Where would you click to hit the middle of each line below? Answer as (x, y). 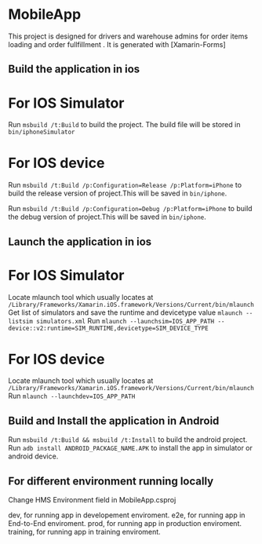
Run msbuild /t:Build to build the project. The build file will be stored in (124, 125)
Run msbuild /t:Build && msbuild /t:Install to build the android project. (128, 440)
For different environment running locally (111, 481)
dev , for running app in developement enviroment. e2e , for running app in (127, 515)
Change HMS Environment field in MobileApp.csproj (92, 500)
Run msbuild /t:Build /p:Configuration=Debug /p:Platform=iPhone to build (130, 209)
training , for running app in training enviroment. (84, 532)
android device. (33, 456)
